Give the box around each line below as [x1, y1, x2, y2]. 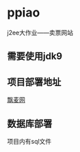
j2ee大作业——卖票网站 [7, 28, 74, 36]
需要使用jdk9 [7, 50, 63, 63]
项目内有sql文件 [7, 137, 52, 145]
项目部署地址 [7, 76, 62, 87]
